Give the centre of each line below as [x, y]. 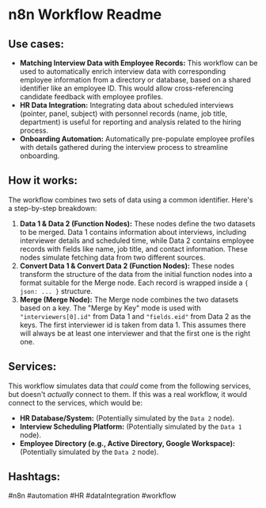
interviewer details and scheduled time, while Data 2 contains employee [137, 241]
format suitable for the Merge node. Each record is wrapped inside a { [134, 283]
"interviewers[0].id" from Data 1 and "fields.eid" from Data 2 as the [135, 316]
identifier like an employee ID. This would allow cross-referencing [126, 88]
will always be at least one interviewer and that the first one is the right [135, 333]
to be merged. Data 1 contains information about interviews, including [133, 232]
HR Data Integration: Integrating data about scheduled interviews [127, 105]
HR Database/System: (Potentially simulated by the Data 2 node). [127, 418]
